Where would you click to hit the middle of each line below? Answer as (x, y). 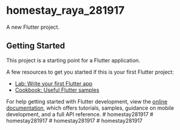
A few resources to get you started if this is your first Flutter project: (90, 72)
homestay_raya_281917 (65, 10)
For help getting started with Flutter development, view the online (87, 101)
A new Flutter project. (33, 27)
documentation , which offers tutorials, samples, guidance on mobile (90, 108)
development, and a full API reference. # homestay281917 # (80, 114)
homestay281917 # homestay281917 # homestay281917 (74, 120)
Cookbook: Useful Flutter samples (57, 90)
